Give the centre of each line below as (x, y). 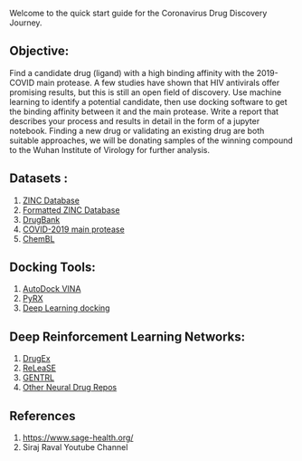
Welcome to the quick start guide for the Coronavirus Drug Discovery (138, 13)
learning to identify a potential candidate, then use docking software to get (148, 101)
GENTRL (38, 378)
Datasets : (38, 179)
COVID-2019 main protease (73, 229)
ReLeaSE (39, 368)
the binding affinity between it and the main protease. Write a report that (144, 111)
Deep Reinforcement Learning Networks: (127, 336)
